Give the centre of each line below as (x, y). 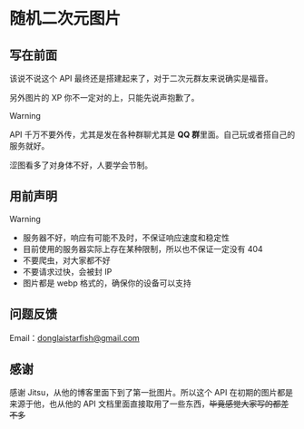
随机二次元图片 (65, 19)
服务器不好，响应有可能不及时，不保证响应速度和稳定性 (126, 238)
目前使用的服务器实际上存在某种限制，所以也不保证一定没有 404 (142, 249)
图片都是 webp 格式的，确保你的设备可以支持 (107, 283)
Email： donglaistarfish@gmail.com (75, 337)
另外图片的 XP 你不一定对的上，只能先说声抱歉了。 (104, 97)
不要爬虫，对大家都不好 (66, 260)
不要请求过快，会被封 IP (67, 271)
